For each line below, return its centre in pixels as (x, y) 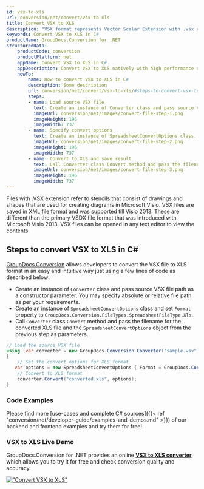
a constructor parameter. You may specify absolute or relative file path (103, 295)
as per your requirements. (47, 302)
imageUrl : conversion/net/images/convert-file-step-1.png (108, 113)
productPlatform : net (44, 57)
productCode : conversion (49, 52)
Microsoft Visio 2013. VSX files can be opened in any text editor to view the (100, 224)
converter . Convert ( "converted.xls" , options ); (77, 379)
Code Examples (30, 400)
